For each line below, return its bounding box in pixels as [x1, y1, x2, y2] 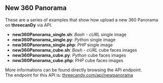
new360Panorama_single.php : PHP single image [12, 41, 113, 48]
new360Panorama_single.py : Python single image [12, 37, 116, 42]
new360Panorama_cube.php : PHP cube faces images [12, 57, 123, 63]
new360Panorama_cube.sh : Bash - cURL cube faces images [12, 47, 137, 53]
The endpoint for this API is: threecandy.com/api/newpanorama [5, 72, 133, 78]
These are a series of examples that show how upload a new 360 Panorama [5, 17, 158, 22]
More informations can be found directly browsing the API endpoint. [5, 67, 142, 73]
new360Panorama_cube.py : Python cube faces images [12, 52, 126, 58]
